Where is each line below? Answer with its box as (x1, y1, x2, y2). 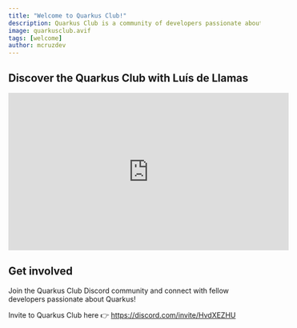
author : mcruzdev (8, 42, 66, 50)
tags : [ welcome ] (8, 34, 62, 42)
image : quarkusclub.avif (8, 26, 91, 34)
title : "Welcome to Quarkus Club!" (8, 11, 127, 20)
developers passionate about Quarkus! (8, 294, 136, 304)
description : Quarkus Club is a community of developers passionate (8, 19, 242, 27)
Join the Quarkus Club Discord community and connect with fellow (8, 286, 230, 295)
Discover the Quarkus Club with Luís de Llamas (8, 71, 249, 85)
